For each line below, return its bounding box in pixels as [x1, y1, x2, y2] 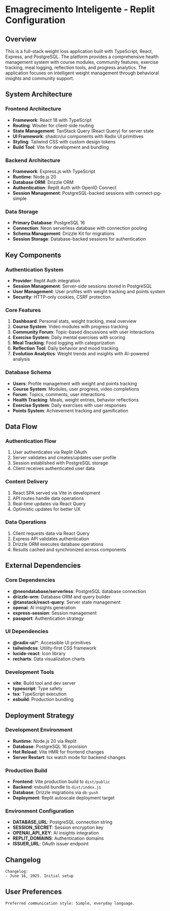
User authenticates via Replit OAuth [12, 449, 87, 455]
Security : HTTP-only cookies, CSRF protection [12, 294, 111, 300]
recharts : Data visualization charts [12, 656, 85, 662]
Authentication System [5, 266, 63, 273]
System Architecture [5, 90, 73, 99]
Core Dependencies [5, 577, 56, 584]
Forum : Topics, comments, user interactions [12, 391, 106, 397]
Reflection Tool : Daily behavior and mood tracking [12, 345, 118, 351]
